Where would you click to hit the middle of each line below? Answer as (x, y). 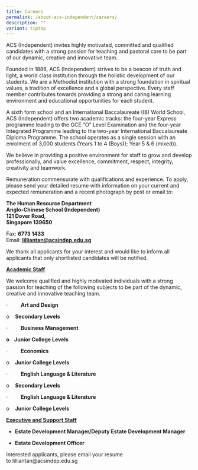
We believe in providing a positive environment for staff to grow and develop (99, 155)
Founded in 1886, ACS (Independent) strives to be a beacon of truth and (94, 69)
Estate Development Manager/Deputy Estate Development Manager (100, 431)
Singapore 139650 (29, 223)
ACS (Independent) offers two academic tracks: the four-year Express (91, 119)
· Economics (27, 351)
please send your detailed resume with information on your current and (93, 186)
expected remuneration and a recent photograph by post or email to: (90, 192)
